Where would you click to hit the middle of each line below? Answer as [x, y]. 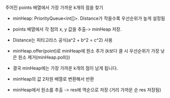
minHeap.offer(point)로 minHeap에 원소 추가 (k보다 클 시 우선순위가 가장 [86, 51]
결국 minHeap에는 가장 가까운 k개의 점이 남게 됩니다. [65, 68]
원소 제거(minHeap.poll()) [44, 57]
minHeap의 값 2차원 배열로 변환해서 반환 [53, 79]
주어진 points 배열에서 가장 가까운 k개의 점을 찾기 [54, 7]
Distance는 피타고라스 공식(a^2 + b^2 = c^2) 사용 [63, 40]
